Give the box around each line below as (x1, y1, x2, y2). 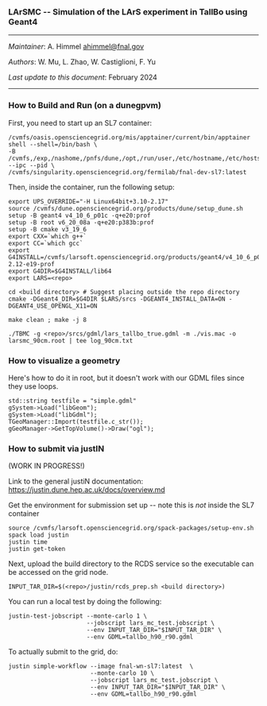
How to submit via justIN (8, 443, 105, 454)
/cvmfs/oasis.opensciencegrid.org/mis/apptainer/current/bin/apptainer (8, 134, 250, 142)
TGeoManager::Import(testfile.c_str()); (8, 417, 145, 425)
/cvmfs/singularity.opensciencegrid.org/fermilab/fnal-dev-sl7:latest (8, 168, 247, 176)
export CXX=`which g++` (8, 232, 87, 240)
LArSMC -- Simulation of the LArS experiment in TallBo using (8, 6, 248, 17)
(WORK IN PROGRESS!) (8, 461, 85, 471)
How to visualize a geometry (8, 355, 121, 366)
